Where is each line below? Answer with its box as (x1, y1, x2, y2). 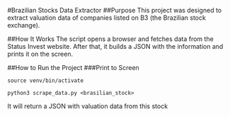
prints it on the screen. (7, 50, 73, 58)
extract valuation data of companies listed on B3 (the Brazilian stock (7, 13, 207, 22)
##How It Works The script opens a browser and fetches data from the (7, 35, 214, 43)
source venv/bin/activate (7, 77, 84, 84)
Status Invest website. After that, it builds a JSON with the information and (7, 42, 224, 50)
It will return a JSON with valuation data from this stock (7, 102, 168, 110)
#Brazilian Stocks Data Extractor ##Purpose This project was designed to (7, 6, 222, 14)
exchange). (7, 21, 40, 29)
